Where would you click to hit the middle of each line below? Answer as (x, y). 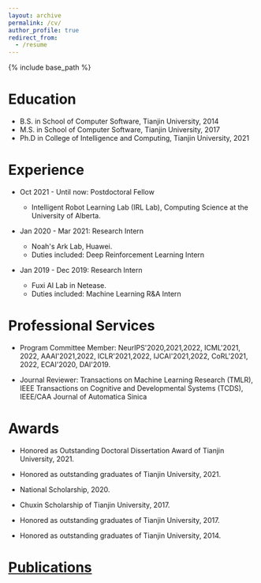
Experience (46, 170)
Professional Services (82, 326)
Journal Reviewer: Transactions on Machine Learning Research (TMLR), (136, 380)
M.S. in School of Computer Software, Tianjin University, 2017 (120, 130)
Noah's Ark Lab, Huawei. (72, 246)
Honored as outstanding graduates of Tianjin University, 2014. (120, 536)
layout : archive (35, 15)
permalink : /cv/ (35, 23)
